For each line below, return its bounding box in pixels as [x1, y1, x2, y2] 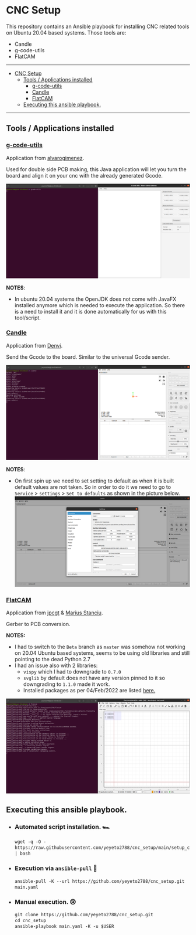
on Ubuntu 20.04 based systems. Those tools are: [6, 29, 127, 36]
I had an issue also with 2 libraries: [14, 662, 98, 669]
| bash [14, 851, 31, 856]
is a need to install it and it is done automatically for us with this [14, 308, 167, 315]
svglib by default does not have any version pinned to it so [23, 675, 165, 682]
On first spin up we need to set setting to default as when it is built [14, 477, 174, 484]
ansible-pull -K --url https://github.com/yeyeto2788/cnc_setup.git [14, 878, 185, 884]
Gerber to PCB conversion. [6, 621, 71, 628]
